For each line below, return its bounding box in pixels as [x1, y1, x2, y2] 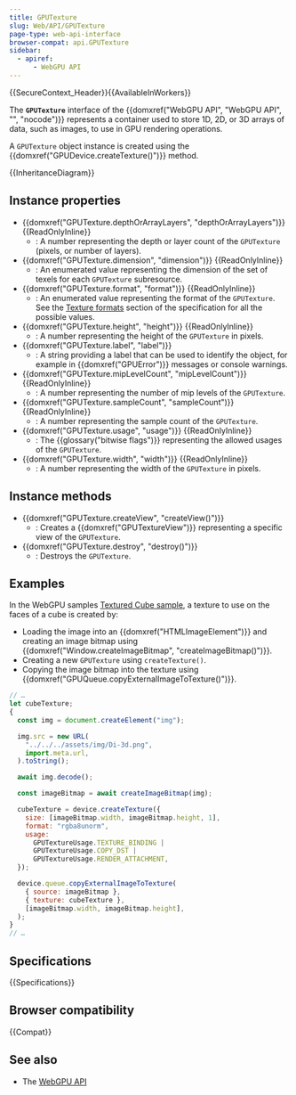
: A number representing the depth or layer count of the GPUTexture [35, 235, 281, 246]
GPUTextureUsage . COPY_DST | [32, 846, 138, 855]
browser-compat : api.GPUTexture [9, 37, 129, 47]
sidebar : [9, 46, 42, 55]
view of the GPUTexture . [35, 531, 122, 542]
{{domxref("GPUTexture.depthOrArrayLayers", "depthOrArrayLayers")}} [21, 217, 286, 227]
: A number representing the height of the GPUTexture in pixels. [35, 331, 264, 341]
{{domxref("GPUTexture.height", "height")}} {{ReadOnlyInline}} [21, 321, 253, 331]
